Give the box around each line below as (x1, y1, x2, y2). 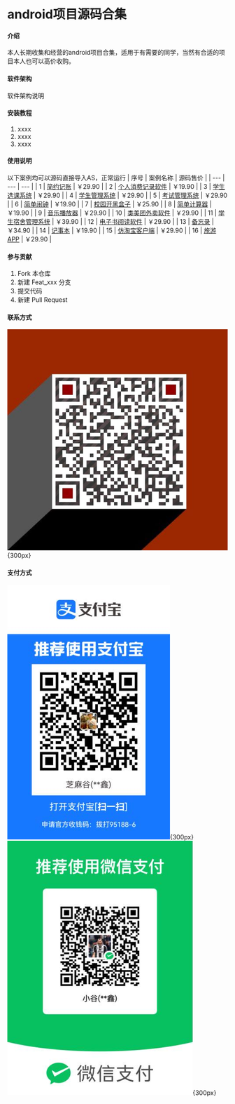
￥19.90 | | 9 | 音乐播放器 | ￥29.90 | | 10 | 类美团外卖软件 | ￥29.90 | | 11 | (7, 208, 217, 217)
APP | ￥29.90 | (7, 235, 52, 243)
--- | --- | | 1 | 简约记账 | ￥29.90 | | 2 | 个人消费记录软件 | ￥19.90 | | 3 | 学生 (7, 182, 225, 190)
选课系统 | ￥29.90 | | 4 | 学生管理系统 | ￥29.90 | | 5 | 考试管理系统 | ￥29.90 (7, 191, 228, 199)
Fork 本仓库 (17, 270, 51, 278)
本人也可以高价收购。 (13, 57, 75, 65)
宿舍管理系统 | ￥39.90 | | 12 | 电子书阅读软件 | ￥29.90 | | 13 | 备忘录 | (13, 218, 215, 225)
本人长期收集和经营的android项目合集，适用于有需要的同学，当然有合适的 (7, 48, 220, 57)
